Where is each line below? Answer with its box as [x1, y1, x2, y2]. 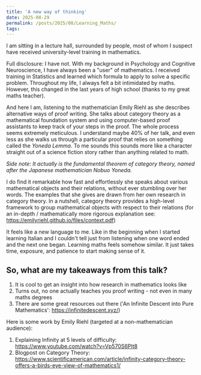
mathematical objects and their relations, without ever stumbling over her [6, 185, 187, 192]
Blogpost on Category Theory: [14, 349, 91, 356]
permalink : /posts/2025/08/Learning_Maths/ [6, 20, 117, 26]
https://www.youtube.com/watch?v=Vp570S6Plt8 [14, 342, 138, 350]
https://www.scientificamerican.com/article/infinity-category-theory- [14, 356, 186, 363]
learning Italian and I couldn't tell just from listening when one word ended [6, 235, 190, 242]
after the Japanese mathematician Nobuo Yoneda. [6, 167, 132, 174]
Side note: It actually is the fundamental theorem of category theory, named [6, 160, 195, 167]
